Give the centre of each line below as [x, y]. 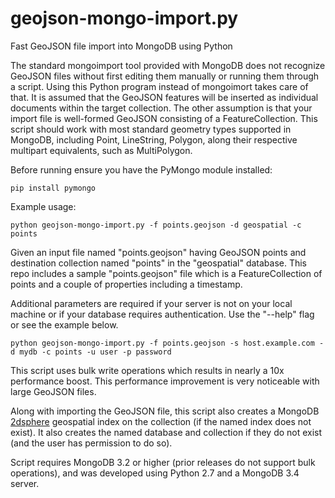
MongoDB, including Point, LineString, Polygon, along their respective [154, 139]
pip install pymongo [53, 188]
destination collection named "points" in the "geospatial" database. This [159, 263]
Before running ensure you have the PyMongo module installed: [141, 169]
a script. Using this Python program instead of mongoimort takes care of [159, 86]
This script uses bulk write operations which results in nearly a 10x [147, 370]
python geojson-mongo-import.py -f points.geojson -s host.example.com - [167, 343]
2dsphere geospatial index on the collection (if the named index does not [161, 421]
